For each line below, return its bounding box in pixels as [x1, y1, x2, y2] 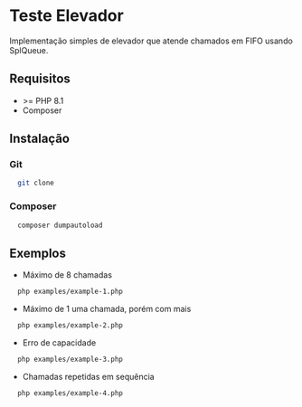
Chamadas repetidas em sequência [22, 371, 156, 382]
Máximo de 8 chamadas [22, 270, 113, 280]
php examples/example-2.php [17, 321, 124, 330]
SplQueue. [9, 44, 49, 55]
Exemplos [9, 245, 66, 260]
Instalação [9, 131, 71, 147]
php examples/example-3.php [17, 355, 124, 364]
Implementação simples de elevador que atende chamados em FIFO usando [9, 35, 294, 46]
